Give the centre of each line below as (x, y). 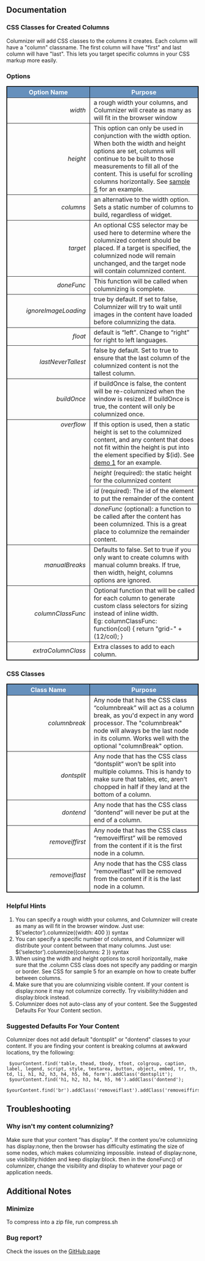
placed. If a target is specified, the (142, 248)
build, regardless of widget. (133, 214)
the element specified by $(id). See (144, 455)
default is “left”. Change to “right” (142, 332)
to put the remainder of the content (144, 499)
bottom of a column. (122, 795)
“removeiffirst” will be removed (138, 838)
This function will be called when (141, 281)
